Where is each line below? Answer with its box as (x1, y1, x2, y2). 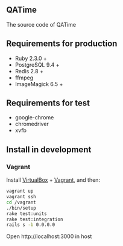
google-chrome (14, 114, 54, 121)
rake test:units (6, 210, 47, 217)
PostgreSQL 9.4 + (14, 61, 60, 68)
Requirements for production (6, 39, 118, 49)
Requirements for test (6, 98, 90, 108)
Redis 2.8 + (14, 67, 44, 75)
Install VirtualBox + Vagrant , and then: (6, 176, 101, 184)
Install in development (6, 144, 92, 155)
